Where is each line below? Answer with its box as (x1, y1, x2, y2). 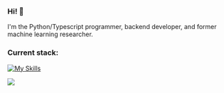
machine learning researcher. (7, 30, 94, 38)
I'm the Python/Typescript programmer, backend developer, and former (7, 23, 217, 31)
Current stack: (7, 48, 59, 58)
